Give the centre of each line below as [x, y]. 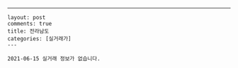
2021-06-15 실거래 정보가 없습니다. [54, 59]
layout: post [27, 18]
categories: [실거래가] [39, 39]
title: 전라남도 [28, 31]
